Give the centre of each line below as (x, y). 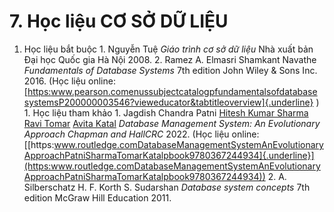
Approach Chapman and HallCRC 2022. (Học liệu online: (141, 134)
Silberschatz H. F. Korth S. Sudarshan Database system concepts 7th (167, 187)
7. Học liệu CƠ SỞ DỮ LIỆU (119, 21)
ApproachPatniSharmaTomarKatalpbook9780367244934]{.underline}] (169, 155)
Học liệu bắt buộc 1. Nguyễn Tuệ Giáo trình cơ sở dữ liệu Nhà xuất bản (168, 49)
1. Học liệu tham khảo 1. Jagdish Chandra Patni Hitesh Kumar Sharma (166, 112)
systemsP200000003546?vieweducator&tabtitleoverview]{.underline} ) (171, 102)
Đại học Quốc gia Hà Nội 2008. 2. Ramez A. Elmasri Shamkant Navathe (170, 59)
